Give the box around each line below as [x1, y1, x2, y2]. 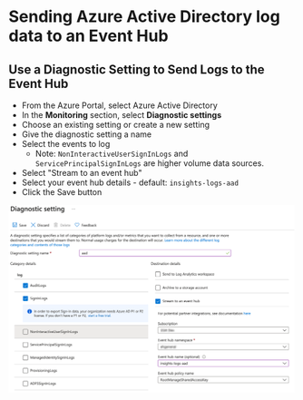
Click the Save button [21, 187, 103, 197]
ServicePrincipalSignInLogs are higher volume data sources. [34, 158, 265, 169]
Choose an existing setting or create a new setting [21, 120, 210, 130]
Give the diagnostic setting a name [21, 129, 151, 140]
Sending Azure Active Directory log [8, 6, 280, 27]
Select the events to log [21, 139, 111, 149]
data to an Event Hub [8, 25, 169, 46]
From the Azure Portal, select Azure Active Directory [21, 100, 219, 111]
